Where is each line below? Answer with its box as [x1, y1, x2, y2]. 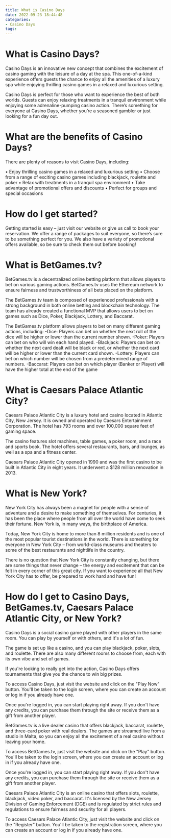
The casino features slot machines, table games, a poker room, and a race [5, 438, 162, 444]
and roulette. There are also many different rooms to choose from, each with [5, 650, 166, 656]
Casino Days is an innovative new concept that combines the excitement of [5, 65, 163, 71]
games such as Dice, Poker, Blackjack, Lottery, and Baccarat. [5, 313, 134, 319]
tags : [5, 27, 17, 32]
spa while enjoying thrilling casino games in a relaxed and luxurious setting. [5, 82, 164, 88]
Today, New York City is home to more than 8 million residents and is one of [5, 530, 165, 536]
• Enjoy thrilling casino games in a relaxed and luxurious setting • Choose [5, 169, 160, 175]
